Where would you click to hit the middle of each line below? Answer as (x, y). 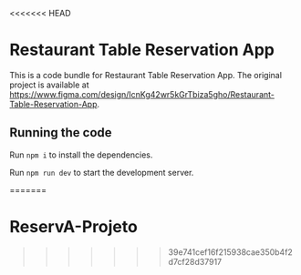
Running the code (61, 132)
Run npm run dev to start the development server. (102, 172)
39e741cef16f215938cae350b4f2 (231, 252)
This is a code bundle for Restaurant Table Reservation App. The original (146, 75)
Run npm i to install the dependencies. (81, 155)
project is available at (49, 85)
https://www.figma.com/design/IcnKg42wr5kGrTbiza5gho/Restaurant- (142, 94)
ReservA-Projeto (74, 226)
